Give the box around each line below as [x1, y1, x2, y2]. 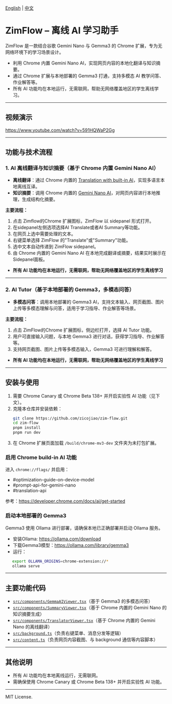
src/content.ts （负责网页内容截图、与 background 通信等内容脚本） [12, 636, 158, 643]
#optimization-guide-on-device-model [12, 477, 95, 483]
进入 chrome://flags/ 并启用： [5, 467, 70, 473]
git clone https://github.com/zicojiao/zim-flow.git [12, 415, 128, 421]
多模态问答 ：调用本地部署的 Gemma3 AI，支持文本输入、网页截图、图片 [12, 299, 165, 305]
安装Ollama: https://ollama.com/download [12, 536, 101, 542]
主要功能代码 [5, 583, 46, 592]
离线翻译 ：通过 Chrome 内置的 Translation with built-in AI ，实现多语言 [12, 177, 161, 183]
